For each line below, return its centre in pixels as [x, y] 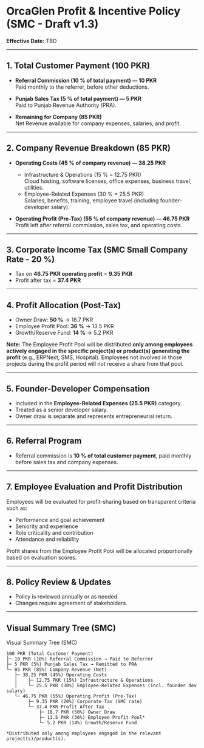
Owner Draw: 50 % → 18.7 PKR [54, 320]
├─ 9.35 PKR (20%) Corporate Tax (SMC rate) [85, 702]
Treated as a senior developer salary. [61, 410]
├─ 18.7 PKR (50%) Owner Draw [77, 712]
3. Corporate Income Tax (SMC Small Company [97, 249]
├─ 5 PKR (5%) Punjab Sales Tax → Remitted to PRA [72, 664]
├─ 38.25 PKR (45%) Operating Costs [61, 675]
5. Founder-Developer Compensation [78, 389]
